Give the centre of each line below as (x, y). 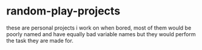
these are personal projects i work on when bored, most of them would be (99, 28)
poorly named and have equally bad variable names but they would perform (101, 34)
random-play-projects (63, 11)
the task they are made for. (40, 40)
